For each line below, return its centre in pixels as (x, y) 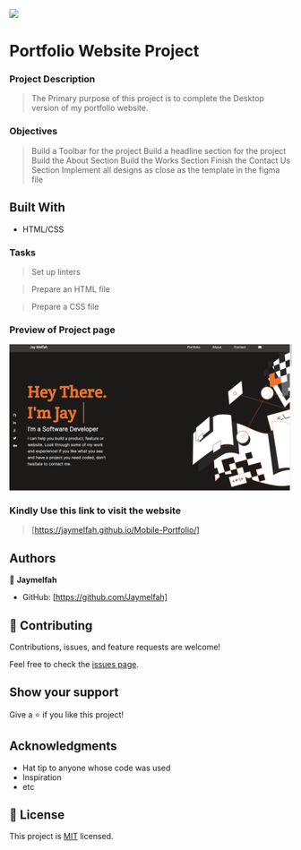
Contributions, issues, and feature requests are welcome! (115, 647)
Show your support (64, 693)
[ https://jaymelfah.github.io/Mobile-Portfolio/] (115, 530)
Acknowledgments (64, 747)
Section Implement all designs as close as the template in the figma (155, 169)
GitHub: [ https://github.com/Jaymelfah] (95, 597)
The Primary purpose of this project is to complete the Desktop (147, 99)
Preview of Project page (62, 330)
